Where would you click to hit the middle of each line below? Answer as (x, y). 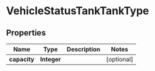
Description (83, 49)
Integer (50, 59)
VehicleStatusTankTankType (78, 11)
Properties (26, 33)
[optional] (120, 59)
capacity (22, 59)
